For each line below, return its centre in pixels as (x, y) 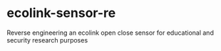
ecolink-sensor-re (61, 13)
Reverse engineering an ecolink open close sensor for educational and (110, 33)
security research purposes (47, 40)
